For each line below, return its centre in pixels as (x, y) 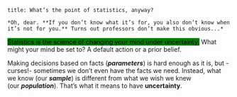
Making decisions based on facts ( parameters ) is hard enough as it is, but (116, 63)
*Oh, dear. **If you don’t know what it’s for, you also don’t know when (119, 23)
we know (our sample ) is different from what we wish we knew (99, 78)
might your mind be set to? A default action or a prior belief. (95, 49)
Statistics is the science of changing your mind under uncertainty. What (112, 42)
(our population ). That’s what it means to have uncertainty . (95, 86)
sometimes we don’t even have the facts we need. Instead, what (127, 70)
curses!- (20, 70)
